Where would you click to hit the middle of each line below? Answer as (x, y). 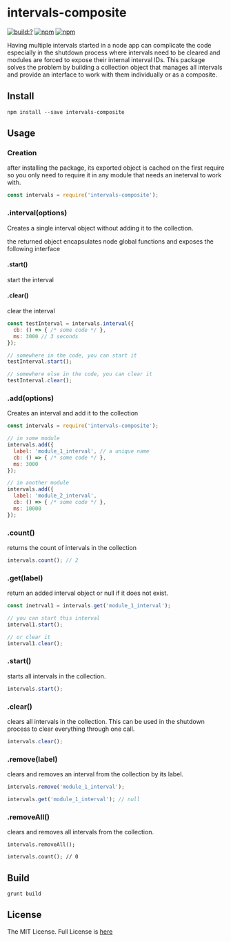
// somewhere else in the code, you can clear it (80, 374)
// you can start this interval (53, 618)
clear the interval (31, 311)
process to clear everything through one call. (71, 729)
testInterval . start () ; (40, 362)
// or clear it (29, 637)
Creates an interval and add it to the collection (73, 413)
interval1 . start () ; (35, 625)
